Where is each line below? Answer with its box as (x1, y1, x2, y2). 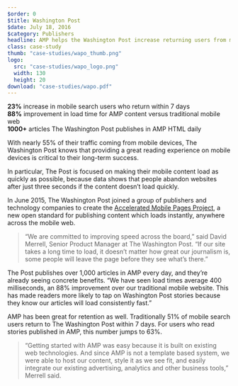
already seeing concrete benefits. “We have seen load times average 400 (7, 276, 222, 285)
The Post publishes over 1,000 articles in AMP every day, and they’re (7, 268, 208, 277)
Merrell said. (24, 371, 62, 380)
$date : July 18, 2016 (7, 23, 72, 30)
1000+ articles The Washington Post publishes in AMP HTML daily (7, 125, 202, 133)
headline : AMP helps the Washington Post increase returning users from (7, 37, 227, 44)
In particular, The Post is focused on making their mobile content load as (7, 167, 219, 176)
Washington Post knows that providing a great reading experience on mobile (7, 146, 231, 154)
